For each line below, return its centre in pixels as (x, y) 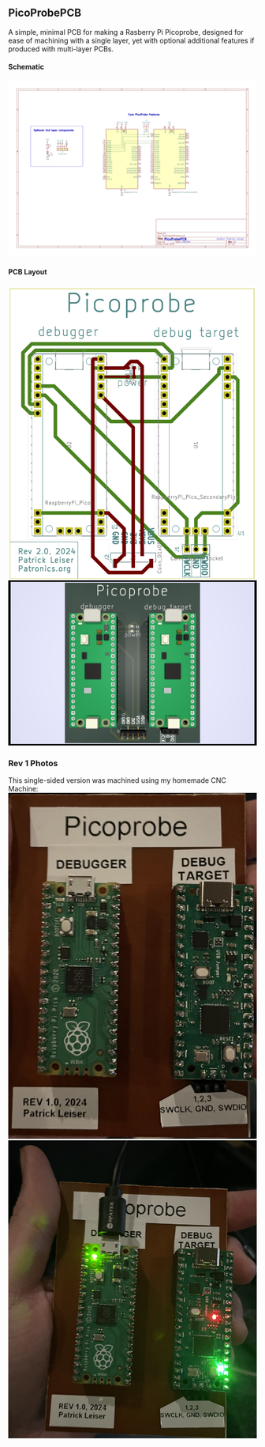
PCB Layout (28, 271)
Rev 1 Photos (33, 763)
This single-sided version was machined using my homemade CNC (118, 780)
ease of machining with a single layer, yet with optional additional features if (131, 40)
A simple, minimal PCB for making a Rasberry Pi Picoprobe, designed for (126, 32)
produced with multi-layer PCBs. (61, 49)
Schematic (26, 67)
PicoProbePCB (45, 13)
